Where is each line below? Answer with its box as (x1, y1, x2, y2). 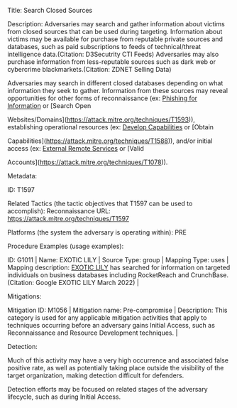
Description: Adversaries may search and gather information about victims (7, 20, 225, 28)
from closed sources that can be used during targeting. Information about (7, 28, 223, 36)
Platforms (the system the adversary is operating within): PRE (7, 228, 187, 237)
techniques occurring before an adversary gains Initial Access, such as (7, 321, 215, 329)
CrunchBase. (190, 271, 229, 279)
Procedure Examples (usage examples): (7, 242, 124, 250)
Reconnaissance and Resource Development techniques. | (7, 328, 178, 337)
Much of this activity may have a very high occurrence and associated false (7, 356, 229, 365)
